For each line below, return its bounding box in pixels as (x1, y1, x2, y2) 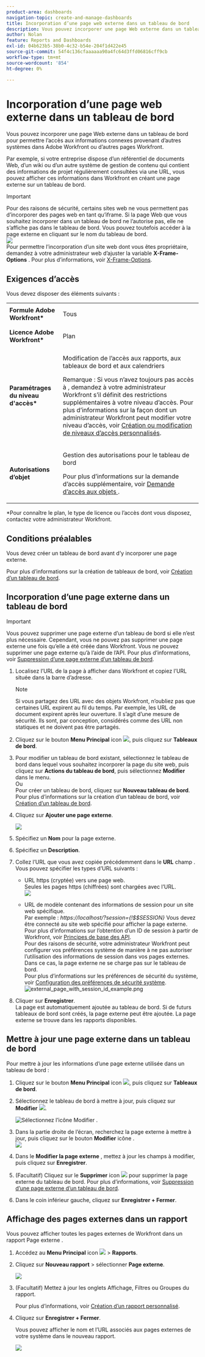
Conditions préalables (6, 533, 92, 543)
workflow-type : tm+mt (6, 54, 62, 60)
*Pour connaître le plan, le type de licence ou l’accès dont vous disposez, (6, 509, 192, 517)
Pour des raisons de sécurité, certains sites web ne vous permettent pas (6, 205, 189, 212)
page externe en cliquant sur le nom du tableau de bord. (6, 231, 148, 238)
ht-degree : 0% (6, 65, 43, 72)
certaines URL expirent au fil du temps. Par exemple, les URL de (15, 704, 176, 711)
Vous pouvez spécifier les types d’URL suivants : (15, 864, 138, 872)
